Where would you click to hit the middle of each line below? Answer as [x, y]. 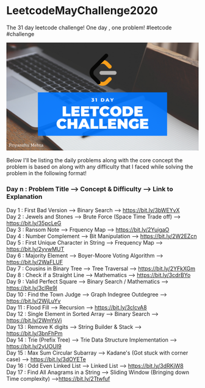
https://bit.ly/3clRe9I [32, 288]
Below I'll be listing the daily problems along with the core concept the [95, 160]
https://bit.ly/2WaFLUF [35, 262]
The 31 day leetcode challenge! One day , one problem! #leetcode [89, 27]
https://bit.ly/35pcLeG [34, 223]
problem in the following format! [47, 173]
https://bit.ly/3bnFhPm [34, 333]
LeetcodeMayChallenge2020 [82, 11]
